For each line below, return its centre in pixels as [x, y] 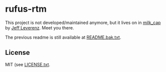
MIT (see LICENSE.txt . [28, 64]
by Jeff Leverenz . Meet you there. [40, 27]
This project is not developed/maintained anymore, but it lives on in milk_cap [83, 23]
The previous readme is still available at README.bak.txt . [63, 37]
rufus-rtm [26, 9]
